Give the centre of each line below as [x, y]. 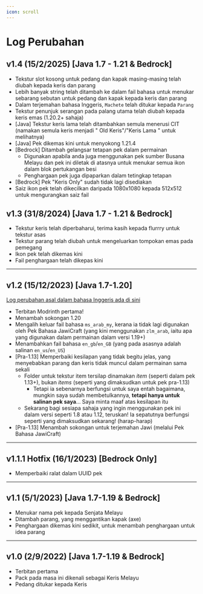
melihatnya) [30, 136]
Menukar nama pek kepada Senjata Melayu [69, 512]
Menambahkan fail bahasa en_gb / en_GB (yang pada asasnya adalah [98, 344]
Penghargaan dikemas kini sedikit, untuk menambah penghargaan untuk [105, 526]
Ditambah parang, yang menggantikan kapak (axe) [78, 519]
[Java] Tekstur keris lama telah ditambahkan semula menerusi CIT [97, 124]
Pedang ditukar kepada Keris [51, 584]
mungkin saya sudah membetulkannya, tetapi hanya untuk [106, 395]
